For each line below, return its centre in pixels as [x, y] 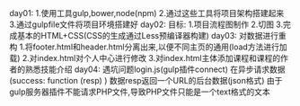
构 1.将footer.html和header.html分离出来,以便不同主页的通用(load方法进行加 [148, 47]
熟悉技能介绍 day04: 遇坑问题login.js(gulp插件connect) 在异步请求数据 [155, 69]
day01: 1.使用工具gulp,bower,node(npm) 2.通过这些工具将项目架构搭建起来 [147, 13]
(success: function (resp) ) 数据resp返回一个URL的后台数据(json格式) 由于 [146, 80]
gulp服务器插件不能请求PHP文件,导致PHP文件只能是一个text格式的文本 [140, 92]
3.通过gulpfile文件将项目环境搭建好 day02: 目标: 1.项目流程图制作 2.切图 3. [146, 24]
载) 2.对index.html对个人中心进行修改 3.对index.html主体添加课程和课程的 [145, 58]
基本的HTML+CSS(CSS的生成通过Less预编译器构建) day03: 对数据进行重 [152, 35]
